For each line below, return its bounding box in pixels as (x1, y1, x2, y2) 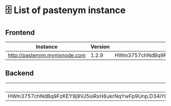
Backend (5, 69, 34, 78)
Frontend (5, 28, 35, 37)
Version (90, 43, 110, 50)
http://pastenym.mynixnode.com (8, 52, 85, 59)
